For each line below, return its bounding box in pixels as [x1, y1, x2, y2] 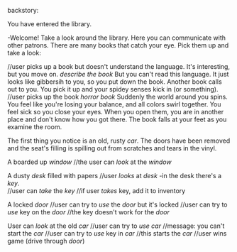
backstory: [7, 6, 39, 14]
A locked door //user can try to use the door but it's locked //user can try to [7, 200, 228, 209]
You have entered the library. [7, 20, 92, 28]
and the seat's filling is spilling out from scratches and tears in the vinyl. [7, 144, 217, 152]
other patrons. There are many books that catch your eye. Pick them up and [7, 41, 229, 49]
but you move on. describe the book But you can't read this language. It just [7, 70, 229, 78]
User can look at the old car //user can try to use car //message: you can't [7, 221, 225, 230]
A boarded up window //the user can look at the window [7, 158, 172, 166]
